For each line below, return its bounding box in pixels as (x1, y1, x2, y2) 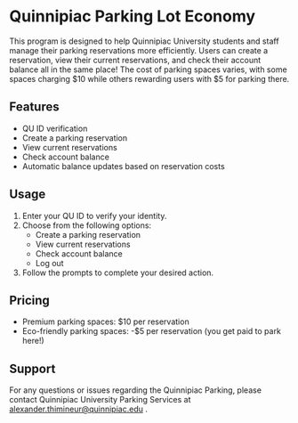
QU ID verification (21, 123, 88, 134)
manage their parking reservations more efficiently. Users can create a (9, 45, 269, 55)
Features (9, 100, 60, 115)
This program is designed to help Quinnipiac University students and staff (9, 36, 279, 46)
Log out (35, 257, 64, 268)
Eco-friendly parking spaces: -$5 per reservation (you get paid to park (21, 326, 282, 337)
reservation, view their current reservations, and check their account (9, 54, 262, 65)
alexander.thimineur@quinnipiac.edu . (9, 403, 149, 415)
